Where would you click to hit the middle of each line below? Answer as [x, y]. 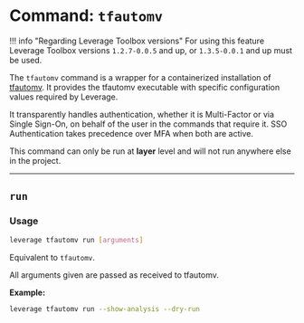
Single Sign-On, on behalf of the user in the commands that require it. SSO [148, 124]
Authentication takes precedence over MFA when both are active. [131, 133]
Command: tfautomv [86, 16]
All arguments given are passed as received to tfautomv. [114, 275]
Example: [28, 292]
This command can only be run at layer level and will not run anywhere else [150, 151]
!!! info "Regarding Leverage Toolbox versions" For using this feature [137, 41]
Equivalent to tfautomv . [52, 257]
